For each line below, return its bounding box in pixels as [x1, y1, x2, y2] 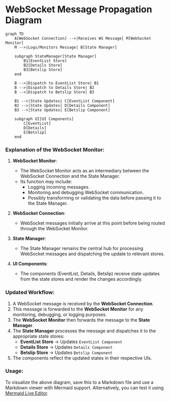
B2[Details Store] [23, 62, 63, 68]
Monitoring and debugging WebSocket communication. [27, 189, 144, 195]
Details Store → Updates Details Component [20, 344, 113, 350]
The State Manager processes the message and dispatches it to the [12, 327, 156, 333]
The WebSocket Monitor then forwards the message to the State [12, 317, 150, 323]
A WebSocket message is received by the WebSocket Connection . [12, 300, 154, 306]
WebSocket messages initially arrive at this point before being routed [20, 220, 165, 226]
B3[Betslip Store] [23, 67, 63, 72]
